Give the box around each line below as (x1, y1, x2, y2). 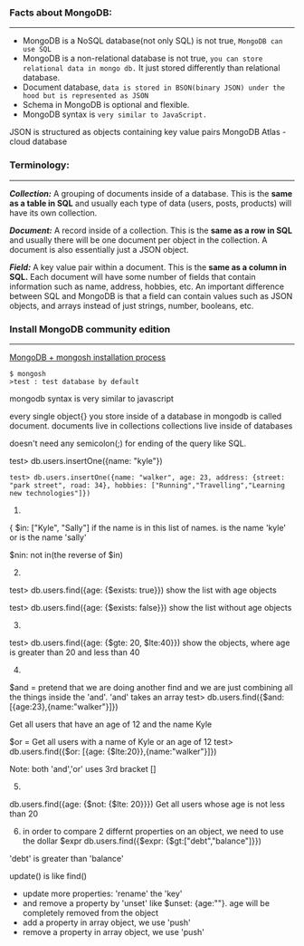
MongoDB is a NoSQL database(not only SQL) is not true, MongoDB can (22, 35, 283, 46)
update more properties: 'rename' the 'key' (22, 888, 183, 899)
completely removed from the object (22, 907, 159, 918)
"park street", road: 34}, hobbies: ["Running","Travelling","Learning (9, 480, 285, 490)
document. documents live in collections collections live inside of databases (9, 420, 293, 431)
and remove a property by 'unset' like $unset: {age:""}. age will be (22, 897, 270, 908)
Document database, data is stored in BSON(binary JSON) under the (22, 82, 285, 92)
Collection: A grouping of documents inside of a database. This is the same (9, 188, 293, 198)
